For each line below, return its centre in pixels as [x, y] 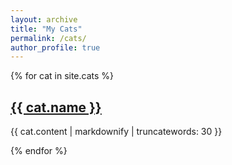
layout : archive [44, 19]
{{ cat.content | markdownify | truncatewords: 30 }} [116, 132]
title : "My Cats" [46, 29]
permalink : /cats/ [48, 38]
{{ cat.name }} [56, 107]
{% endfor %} [39, 151]
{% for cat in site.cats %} [62, 76]
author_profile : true [55, 47]
